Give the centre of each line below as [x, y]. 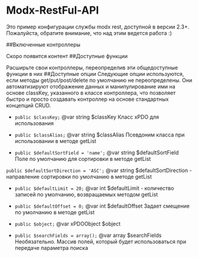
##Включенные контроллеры [44, 45]
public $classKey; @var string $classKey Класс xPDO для [87, 117]
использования [34, 123]
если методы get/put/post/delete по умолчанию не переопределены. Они [99, 80]
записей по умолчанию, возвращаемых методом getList [86, 194]
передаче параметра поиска [51, 248]
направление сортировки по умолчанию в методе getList [79, 176]
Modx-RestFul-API [52, 10]
